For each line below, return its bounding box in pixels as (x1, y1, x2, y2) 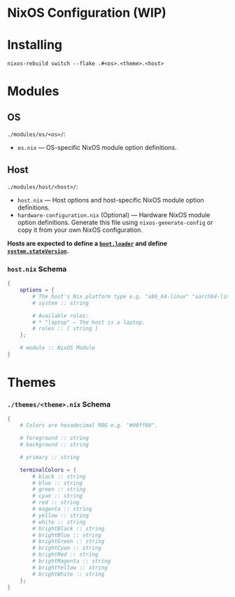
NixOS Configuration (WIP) (7, 5, 166, 21)
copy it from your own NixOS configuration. (17, 226, 143, 234)
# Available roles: (32, 312, 90, 320)
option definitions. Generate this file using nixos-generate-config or (17, 218, 213, 226)
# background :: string (20, 441, 90, 448)
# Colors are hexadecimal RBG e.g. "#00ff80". (20, 422, 158, 429)
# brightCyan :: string (32, 544, 101, 551)
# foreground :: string (20, 434, 90, 442)
